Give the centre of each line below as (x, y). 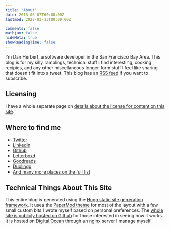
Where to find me (33, 127)
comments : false (22, 28)
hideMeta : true (21, 38)
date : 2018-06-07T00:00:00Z (35, 15)
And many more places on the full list (51, 171)
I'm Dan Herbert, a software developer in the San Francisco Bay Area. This (83, 56)
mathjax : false (21, 33)
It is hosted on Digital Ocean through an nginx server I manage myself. (78, 221)
